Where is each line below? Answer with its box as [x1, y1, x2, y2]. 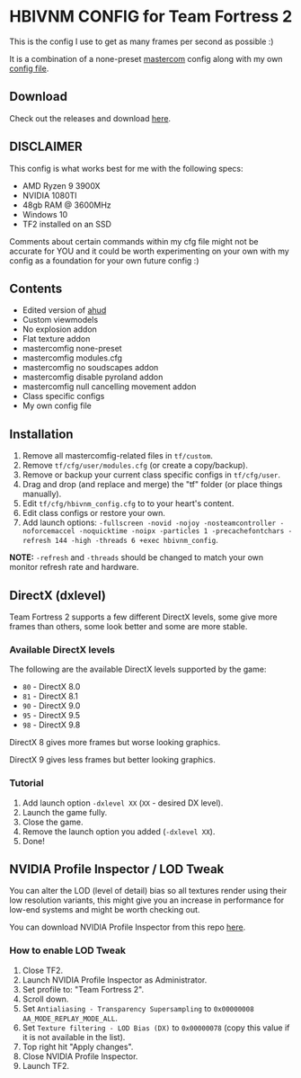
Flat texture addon [22, 334, 91, 344]
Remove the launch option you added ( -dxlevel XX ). [22, 825, 216, 837]
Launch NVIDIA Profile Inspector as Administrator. [22, 974, 208, 985]
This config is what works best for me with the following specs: [9, 163, 243, 174]
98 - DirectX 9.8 [22, 719, 81, 730]
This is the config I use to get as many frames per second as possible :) [9, 36, 274, 47]
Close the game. [22, 816, 84, 827]
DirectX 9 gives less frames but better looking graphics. [9, 754, 216, 765]
